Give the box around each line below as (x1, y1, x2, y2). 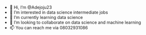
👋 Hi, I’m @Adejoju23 (9, 5, 52, 10)
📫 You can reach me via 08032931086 (9, 25, 88, 30)
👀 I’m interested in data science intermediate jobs (9, 9, 108, 15)
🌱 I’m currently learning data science (9, 15, 83, 20)
